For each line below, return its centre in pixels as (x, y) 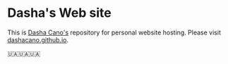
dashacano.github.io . (38, 39)
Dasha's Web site (59, 13)
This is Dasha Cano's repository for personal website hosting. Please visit (114, 32)
